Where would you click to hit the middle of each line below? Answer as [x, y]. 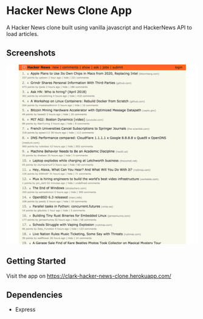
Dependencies [34, 295]
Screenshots [31, 53]
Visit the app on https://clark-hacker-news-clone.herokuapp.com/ [89, 276]
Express [25, 310]
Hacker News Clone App [69, 11]
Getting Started [36, 261]
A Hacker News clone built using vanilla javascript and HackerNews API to [99, 27]
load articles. [22, 33]
